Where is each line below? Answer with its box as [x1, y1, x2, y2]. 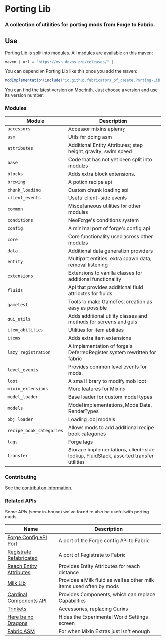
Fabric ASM [7, 628, 35, 635]
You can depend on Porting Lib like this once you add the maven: [5, 68, 138, 74]
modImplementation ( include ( [5, 78, 63, 83]
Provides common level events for [68, 363, 147, 370]
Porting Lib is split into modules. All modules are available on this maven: [5, 50, 153, 56]
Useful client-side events [68, 194, 127, 201]
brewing [7, 179, 26, 185]
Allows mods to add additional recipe [68, 424, 154, 431]
